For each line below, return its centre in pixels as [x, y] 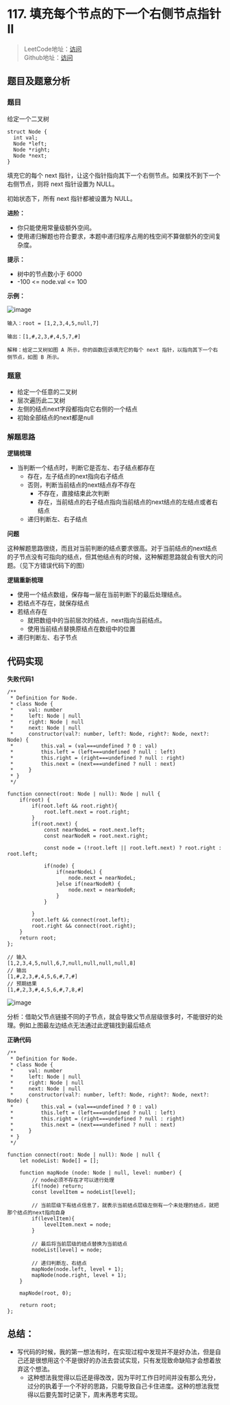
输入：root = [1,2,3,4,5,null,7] [53, 323]
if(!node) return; [58, 1186]
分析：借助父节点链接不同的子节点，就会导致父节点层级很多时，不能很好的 [112, 1017]
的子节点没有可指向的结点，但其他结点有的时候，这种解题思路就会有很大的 [112, 557]
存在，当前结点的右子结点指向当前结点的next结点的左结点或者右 [128, 502]
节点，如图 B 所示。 [37, 357]
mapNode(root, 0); [46, 1293]
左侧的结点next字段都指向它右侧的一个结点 [77, 409]
